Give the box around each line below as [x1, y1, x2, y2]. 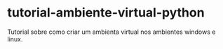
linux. [7, 35, 23, 43]
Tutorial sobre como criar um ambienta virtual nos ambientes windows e [7, 28, 216, 36]
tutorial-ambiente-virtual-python [7, 5, 205, 21]
